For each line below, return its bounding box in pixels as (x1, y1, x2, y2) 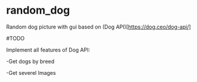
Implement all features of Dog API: (6, 46, 90, 53)
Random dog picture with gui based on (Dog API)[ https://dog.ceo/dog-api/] (6, 23, 192, 30)
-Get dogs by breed (6, 58, 55, 65)
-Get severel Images (6, 69, 57, 76)
